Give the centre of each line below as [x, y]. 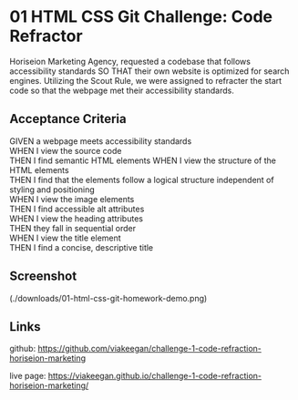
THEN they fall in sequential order [73, 228]
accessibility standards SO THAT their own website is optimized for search [149, 71]
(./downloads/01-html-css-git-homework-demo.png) [108, 298]
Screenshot [43, 277]
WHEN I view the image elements [72, 199]
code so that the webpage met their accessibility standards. [122, 90]
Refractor [46, 36]
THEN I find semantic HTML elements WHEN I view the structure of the [143, 160]
